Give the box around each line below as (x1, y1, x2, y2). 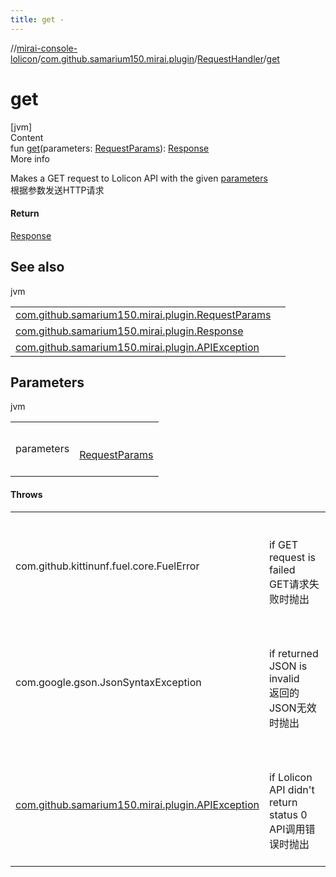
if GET (268, 537, 298, 551)
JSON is (268, 659, 308, 673)
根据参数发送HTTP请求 (10, 184, 105, 196)
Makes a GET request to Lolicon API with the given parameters (10, 172, 268, 184)
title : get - (10, 14, 65, 25)
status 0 (268, 807, 308, 821)
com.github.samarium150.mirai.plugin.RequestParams (15, 307, 272, 321)
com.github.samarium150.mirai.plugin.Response (15, 324, 244, 338)
